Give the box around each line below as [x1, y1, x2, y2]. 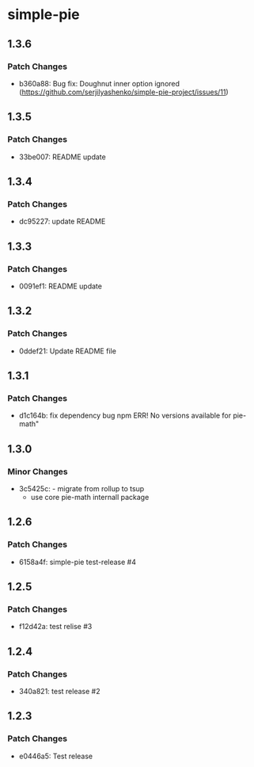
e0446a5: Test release [18, 751, 93, 761]
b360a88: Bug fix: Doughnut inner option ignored [18, 78, 180, 88]
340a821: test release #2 [18, 687, 100, 696]
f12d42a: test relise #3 [18, 622, 93, 632]
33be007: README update [18, 152, 106, 162]
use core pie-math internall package [30, 493, 150, 502]
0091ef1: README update [18, 281, 102, 291]
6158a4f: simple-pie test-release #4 [18, 557, 136, 567]
